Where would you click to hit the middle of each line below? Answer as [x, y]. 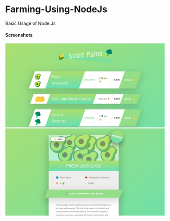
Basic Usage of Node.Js [30, 23]
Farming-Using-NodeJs [56, 9]
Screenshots [19, 35]
